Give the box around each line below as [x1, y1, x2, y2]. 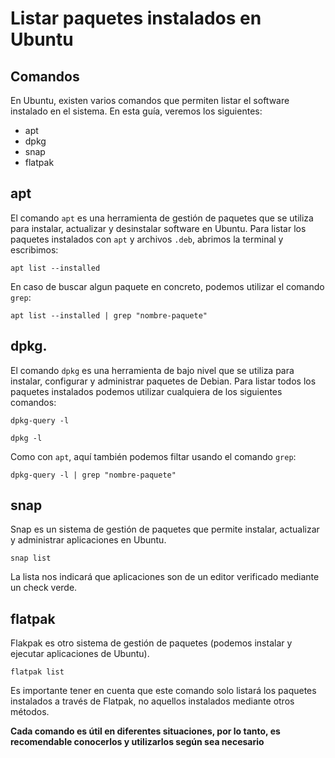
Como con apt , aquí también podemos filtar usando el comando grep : [10, 450, 297, 462]
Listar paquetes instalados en [10, 7, 262, 30]
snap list [10, 553, 52, 564]
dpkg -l [10, 433, 43, 443]
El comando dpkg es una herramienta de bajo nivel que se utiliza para [10, 364, 295, 376]
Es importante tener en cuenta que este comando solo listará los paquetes [10, 685, 317, 697]
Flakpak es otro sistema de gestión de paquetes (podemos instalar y [10, 637, 293, 649]
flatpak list [10, 667, 65, 677]
